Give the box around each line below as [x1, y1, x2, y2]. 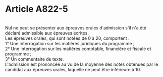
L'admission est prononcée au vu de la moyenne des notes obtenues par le [5, 61, 159, 67]
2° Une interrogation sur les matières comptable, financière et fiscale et [5, 46, 151, 51]
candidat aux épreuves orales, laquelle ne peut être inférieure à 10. [5, 66, 141, 72]
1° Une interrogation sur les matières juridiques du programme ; [5, 40, 135, 46]
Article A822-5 [5, 3, 68, 15]
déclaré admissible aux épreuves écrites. [5, 30, 89, 36]
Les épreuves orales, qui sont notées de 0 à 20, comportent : [5, 35, 130, 41]
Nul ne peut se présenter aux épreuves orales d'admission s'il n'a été [5, 25, 147, 30]
